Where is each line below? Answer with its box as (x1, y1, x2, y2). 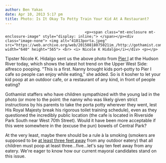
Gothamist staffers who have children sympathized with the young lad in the (5, 92, 160, 98)
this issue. (5, 153, 26, 159)
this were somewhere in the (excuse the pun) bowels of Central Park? (5, 123, 147, 129)
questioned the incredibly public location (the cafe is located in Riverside (5, 112, 153, 118)
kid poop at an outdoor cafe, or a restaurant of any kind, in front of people (5, 77, 156, 83)
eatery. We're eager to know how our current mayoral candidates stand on (5, 148, 157, 154)
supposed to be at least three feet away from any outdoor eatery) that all (5, 137, 153, 143)
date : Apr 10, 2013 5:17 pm (5, 12, 63, 17)
